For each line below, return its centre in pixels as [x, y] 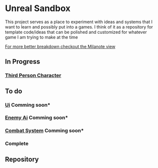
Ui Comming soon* [28, 105]
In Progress [22, 62]
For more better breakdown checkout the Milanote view [60, 46]
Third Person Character [33, 75]
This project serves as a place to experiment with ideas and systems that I [79, 22]
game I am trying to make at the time [42, 37]
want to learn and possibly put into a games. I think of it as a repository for [79, 27]
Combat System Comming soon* [44, 131]
